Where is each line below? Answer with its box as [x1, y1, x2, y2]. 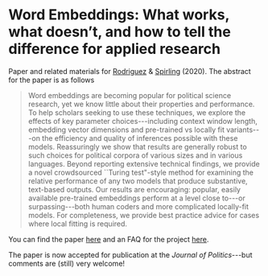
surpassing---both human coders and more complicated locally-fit [27, 201, 249, 211]
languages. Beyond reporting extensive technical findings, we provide [27, 159, 260, 168]
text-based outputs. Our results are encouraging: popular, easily [27, 184, 241, 194]
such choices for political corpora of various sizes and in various [27, 150, 243, 160]
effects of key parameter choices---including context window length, [27, 116, 258, 126]
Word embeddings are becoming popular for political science [27, 90, 232, 100]
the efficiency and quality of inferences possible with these [41, 133, 238, 142]
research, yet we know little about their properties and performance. [27, 99, 255, 109]
